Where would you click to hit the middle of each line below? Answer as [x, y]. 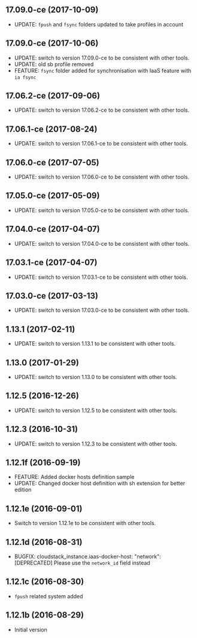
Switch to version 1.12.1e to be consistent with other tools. [85, 523]
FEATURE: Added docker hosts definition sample [74, 477]
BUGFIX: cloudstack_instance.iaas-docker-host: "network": [87, 556]
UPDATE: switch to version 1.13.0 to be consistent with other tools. [96, 377]
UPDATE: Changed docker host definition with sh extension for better [100, 484]
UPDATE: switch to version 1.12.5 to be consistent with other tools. [96, 410]
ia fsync [25, 77]
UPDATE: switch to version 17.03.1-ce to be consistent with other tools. [101, 277]
